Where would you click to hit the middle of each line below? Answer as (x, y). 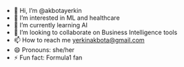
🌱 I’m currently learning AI (51, 25)
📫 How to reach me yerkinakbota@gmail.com (79, 40)
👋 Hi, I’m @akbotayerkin (48, 11)
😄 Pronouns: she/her (44, 50)
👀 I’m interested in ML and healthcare (67, 18)
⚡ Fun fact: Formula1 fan (48, 57)
